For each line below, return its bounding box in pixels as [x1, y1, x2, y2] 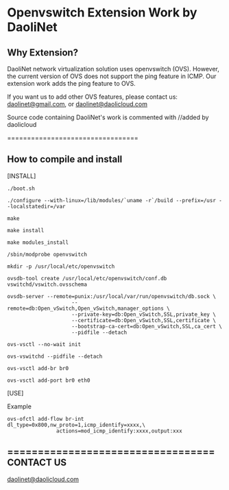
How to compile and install [7, 154, 123, 165]
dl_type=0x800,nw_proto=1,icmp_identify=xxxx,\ [7, 421, 146, 428]
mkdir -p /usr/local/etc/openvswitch [7, 262, 115, 270]
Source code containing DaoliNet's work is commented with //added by [7, 113, 209, 121]
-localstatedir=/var [7, 203, 67, 210]
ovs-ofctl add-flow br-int [7, 415, 84, 422]
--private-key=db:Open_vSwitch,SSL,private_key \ [71, 310, 216, 318]
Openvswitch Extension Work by [7, 5, 197, 21]
